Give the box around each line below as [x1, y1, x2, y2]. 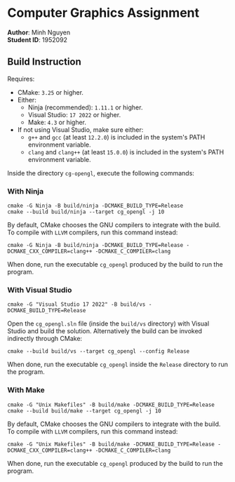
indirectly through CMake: [7, 335, 83, 343]
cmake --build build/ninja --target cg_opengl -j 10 [7, 208, 165, 215]
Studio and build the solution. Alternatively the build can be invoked [7, 327, 202, 335]
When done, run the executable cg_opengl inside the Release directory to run [7, 360, 229, 369]
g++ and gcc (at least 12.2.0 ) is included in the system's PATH [27, 133, 206, 141]
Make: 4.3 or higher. [27, 118, 86, 126]
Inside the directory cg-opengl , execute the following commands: [7, 168, 195, 177]
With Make [7, 385, 46, 395]
